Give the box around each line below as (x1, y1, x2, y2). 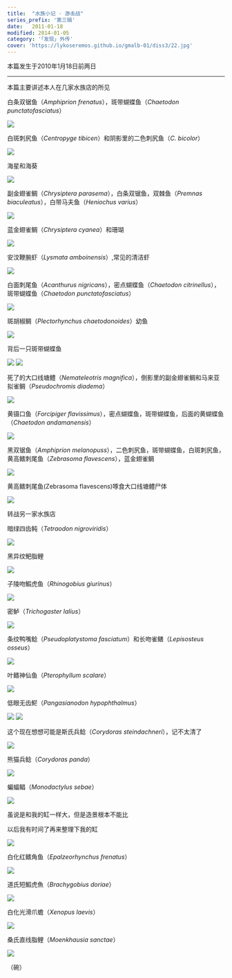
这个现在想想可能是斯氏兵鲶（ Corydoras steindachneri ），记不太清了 (7, 727, 202, 736)
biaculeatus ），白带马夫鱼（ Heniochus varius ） (7, 198, 142, 206)
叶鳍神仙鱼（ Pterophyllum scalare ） (7, 671, 110, 679)
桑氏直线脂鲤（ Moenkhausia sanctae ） (7, 936, 119, 943)
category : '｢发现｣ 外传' (7, 36, 74, 43)
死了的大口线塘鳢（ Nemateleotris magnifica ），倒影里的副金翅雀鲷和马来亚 (7, 373, 220, 382)
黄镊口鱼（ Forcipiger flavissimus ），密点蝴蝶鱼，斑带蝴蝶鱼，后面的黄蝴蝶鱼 (7, 410, 224, 418)
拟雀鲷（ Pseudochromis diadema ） (7, 382, 109, 390)
